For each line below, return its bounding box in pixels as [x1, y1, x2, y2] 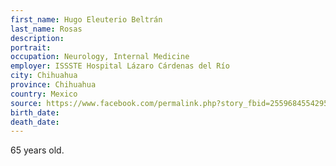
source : [10, 98, 43, 108]
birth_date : [10, 107, 60, 118]
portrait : [10, 42, 52, 53]
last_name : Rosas [10, 24, 83, 34]
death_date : [10, 117, 60, 127]
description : [10, 33, 65, 43]
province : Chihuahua [10, 80, 97, 90]
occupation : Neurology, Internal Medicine [10, 52, 190, 62]
